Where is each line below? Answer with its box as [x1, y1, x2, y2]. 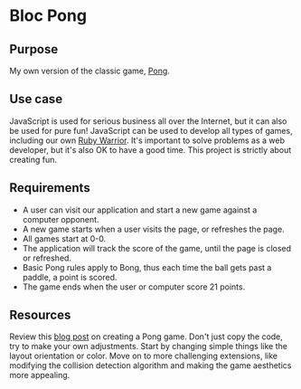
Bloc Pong [9, 5, 88, 26]
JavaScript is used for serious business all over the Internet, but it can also [9, 115, 287, 127]
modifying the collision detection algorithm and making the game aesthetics [9, 360, 292, 371]
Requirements [9, 180, 90, 195]
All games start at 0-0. [22, 232, 107, 244]
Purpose [9, 42, 59, 57]
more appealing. [9, 370, 71, 381]
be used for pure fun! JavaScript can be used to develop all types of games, [9, 125, 293, 136]
